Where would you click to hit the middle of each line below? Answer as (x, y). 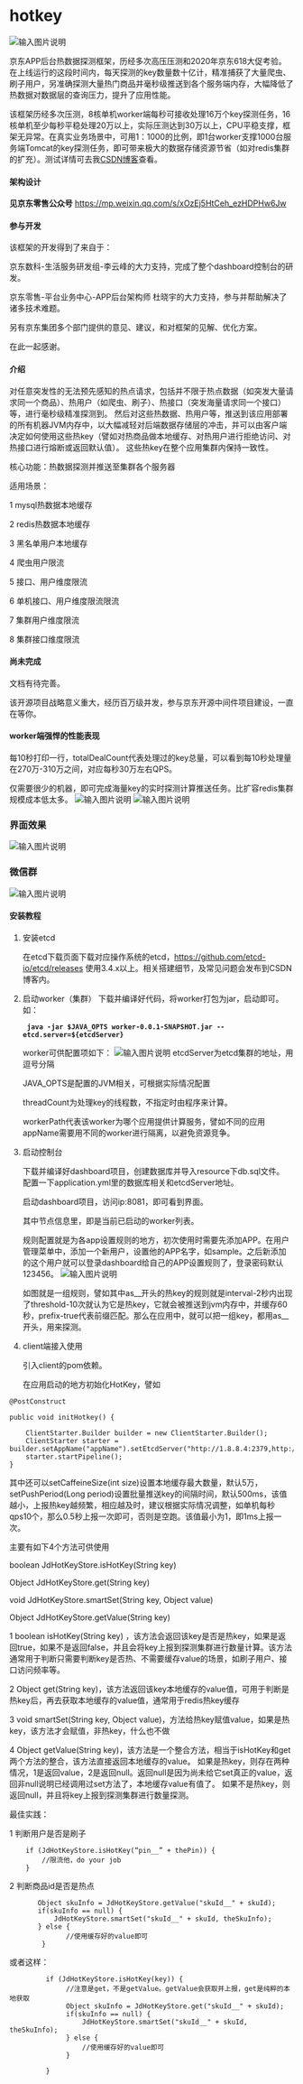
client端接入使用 (52, 1346)
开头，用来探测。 (54, 1327)
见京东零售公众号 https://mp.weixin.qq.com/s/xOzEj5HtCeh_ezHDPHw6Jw (148, 203)
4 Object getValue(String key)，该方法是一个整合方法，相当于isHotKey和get (150, 1750)
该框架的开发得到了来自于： (61, 247)
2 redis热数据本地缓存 (50, 523)
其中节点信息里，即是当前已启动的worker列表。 (110, 1220)
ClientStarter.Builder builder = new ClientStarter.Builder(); (147, 1433)
